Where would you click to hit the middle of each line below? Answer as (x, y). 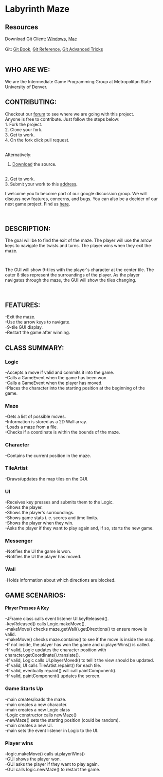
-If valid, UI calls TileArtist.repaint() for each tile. (53, 665)
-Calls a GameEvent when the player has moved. (54, 383)
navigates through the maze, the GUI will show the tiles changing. (71, 280)
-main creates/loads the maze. (36, 699)
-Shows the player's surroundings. (40, 513)
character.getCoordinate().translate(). (43, 655)
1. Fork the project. (24, 124)
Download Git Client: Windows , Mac (41, 39)
